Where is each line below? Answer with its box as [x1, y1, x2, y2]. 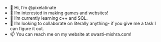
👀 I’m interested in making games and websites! [9, 10, 108, 16]
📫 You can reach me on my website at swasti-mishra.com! [9, 31, 131, 37]
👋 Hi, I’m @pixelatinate [9, 5, 56, 10]
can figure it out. [9, 26, 44, 32]
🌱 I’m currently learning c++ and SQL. [9, 15, 88, 21]
